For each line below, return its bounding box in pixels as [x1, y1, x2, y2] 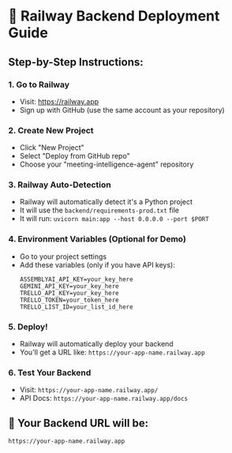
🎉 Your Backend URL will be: [8, 416, 148, 429]
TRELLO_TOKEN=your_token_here [19, 296, 120, 304]
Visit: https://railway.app [19, 96, 99, 106]
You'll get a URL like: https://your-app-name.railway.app [19, 347, 205, 358]
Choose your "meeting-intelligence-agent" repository [19, 159, 194, 169]
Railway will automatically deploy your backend [19, 339, 174, 349]
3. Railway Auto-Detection [8, 179, 112, 190]
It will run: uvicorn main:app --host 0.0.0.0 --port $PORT [19, 214, 209, 223]
